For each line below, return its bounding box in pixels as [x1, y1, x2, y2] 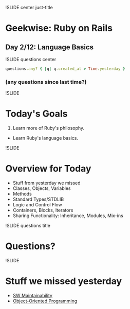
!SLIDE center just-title [5, 5, 53, 10]
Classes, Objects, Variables [12, 185, 71, 191]
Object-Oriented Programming [12, 298, 78, 304]
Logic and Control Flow [12, 202, 63, 208]
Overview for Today [5, 163, 91, 175]
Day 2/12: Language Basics [5, 43, 94, 51]
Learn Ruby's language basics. [12, 135, 79, 141]
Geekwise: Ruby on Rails [5, 23, 113, 34]
